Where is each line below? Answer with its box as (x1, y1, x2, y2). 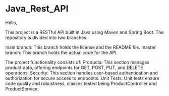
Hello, (5, 19, 18, 25)
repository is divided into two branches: (5, 34, 88, 40)
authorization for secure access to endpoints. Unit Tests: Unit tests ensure (5, 75, 160, 81)
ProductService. (5, 85, 39, 91)
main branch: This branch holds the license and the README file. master (5, 44, 156, 50)
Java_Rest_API (5, 3, 69, 14)
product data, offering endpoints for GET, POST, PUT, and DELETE (5, 64, 143, 70)
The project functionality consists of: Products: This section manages (5, 59, 150, 65)
